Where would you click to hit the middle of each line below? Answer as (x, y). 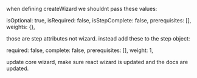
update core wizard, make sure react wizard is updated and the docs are (97, 62)
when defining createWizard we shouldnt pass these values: (82, 9)
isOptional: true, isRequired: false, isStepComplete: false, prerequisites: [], (99, 20)
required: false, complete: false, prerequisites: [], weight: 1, (80, 50)
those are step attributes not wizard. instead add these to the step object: (98, 38)
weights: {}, (21, 27)
